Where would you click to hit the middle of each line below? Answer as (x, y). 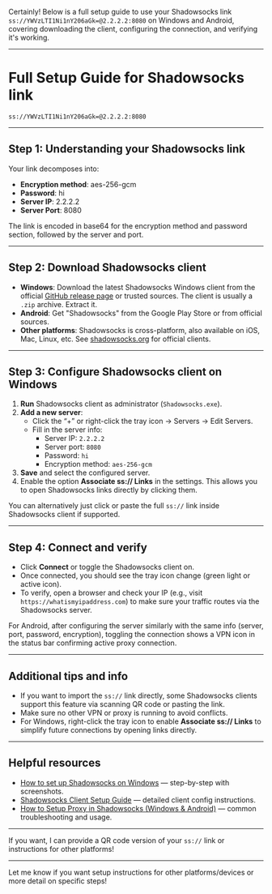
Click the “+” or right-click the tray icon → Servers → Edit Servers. (142, 421)
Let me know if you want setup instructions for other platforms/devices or (131, 872)
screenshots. (42, 791)
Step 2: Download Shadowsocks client (107, 268)
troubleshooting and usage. (66, 817)
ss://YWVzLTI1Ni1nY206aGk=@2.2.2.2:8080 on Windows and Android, (121, 20)
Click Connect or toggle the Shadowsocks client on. (107, 567)
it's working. (29, 37)
